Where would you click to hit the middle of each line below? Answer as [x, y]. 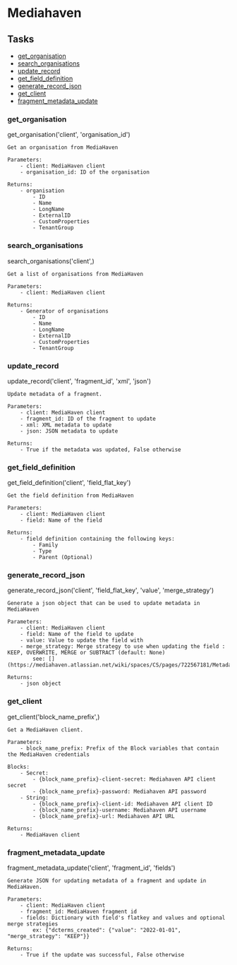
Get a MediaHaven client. [45, 730]
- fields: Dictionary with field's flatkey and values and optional [123, 918]
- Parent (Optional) [63, 558]
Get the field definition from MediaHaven [71, 496]
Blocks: [19, 767]
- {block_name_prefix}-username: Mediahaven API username [120, 810]
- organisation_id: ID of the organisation [85, 172]
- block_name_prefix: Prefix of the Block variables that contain [120, 748]
